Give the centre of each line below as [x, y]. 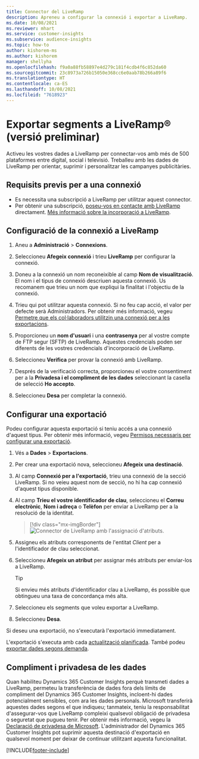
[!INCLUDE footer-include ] [38, 750]
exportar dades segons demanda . [48, 649]
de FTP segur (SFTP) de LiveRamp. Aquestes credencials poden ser [98, 342]
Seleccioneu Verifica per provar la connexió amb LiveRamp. [88, 360]
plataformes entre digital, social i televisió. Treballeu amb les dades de [92, 160]
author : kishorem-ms [32, 51]
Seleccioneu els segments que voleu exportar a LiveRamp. [87, 608]
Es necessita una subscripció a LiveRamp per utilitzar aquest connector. [103, 199]
